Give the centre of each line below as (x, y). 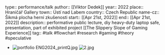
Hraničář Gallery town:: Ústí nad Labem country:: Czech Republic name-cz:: (82, 12)
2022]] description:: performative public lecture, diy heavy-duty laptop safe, (83, 22)
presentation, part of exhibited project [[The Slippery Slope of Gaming (76, 28)
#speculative (18, 38)
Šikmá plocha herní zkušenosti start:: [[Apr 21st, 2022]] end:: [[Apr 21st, (78, 17)
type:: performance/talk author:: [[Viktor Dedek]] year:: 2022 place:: (74, 7)
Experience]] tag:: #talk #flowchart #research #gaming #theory (70, 33)
